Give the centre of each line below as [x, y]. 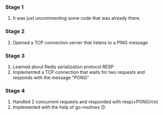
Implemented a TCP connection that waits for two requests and [79, 72]
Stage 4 [15, 91]
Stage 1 [14, 7]
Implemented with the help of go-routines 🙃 [59, 107]
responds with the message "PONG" [51, 77]
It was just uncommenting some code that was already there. [76, 18]
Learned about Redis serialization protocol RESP [63, 67]
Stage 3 [15, 55]
